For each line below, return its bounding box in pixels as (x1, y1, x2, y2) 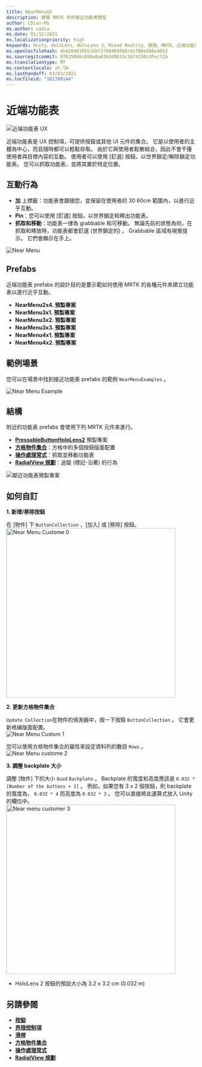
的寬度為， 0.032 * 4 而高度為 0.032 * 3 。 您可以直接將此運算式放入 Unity (6, 790, 193, 798)
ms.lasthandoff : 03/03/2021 (6, 71, 77, 77)
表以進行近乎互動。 (6, 288, 54, 295)
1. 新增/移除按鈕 (6, 508, 46, 515)
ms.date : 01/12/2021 (6, 31, 58, 37)
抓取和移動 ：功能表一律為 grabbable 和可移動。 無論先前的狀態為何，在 (14, 219, 192, 227)
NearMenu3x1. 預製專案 (14, 309, 75, 316)
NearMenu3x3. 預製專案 (14, 324, 76, 331)
